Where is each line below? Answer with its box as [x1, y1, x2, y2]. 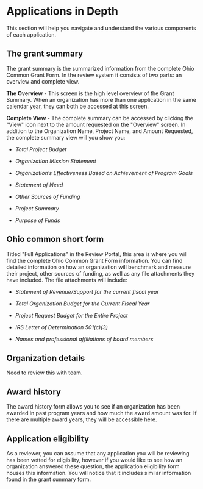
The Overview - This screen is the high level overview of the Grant [6, 90, 174, 97]
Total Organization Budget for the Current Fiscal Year [15, 300, 150, 307]
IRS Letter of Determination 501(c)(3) [15, 323, 109, 330]
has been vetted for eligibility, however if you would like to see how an [6, 456, 183, 463]
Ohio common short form [6, 234, 104, 245]
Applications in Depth [6, 4, 119, 18]
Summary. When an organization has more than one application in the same [6, 96, 197, 103]
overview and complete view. [6, 77, 80, 85]
